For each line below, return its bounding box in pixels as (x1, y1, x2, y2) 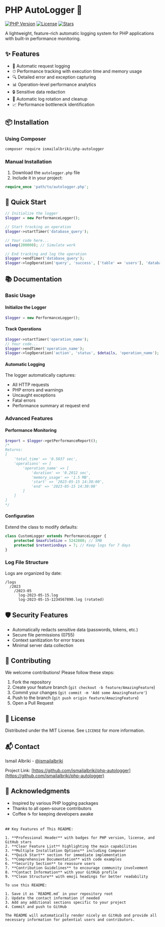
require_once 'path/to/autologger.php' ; (5, 184, 89, 189)
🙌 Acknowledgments (5, 787, 70, 795)
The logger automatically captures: (5, 372, 76, 378)
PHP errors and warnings (12, 387, 64, 393)
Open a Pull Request (12, 700, 54, 706)
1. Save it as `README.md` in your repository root (5, 891, 113, 896)
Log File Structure (5, 559, 49, 566)
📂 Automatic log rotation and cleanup (12, 96, 87, 102)
